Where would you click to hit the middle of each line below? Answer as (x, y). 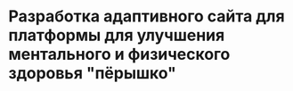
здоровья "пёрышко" (93, 74)
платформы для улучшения (117, 35)
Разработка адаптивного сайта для (147, 17)
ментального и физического (119, 54)
